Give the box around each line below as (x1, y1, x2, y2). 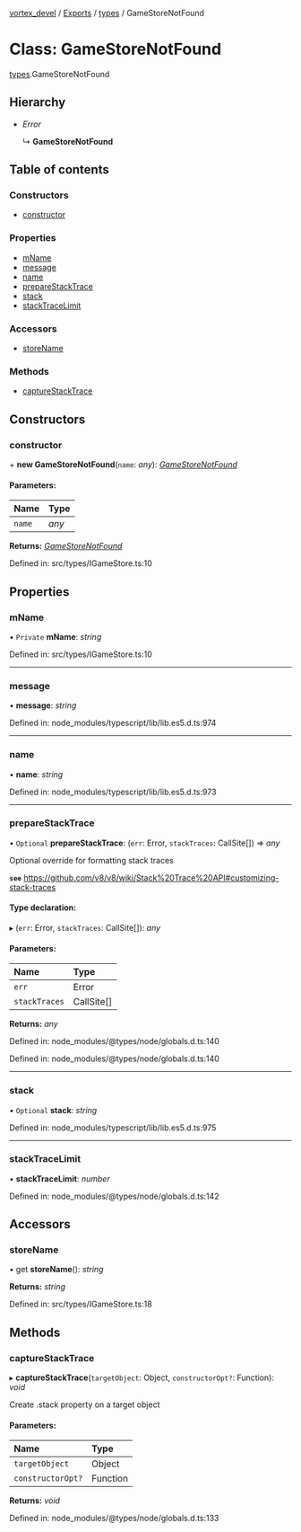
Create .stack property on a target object (9, 1399, 160, 1410)
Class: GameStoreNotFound (9, 40, 222, 59)
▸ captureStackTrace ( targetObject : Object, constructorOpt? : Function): (9, 1372, 275, 1383)
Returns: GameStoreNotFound (9, 541, 123, 552)
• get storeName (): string (9, 1264, 104, 1275)
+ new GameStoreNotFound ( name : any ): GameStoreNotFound (9, 459, 238, 470)
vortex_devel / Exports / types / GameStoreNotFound (9, 8, 204, 18)
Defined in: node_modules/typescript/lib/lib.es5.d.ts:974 (9, 718, 217, 729)
